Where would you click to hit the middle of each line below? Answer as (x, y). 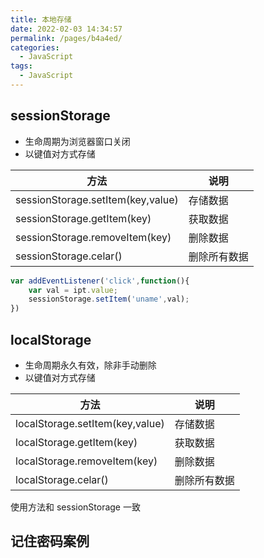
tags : (21, 66)
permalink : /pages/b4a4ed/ (66, 38)
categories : (35, 47)
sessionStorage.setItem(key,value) (97, 199)
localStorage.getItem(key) (76, 442)
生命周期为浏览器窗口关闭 (77, 141)
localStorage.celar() (62, 479)
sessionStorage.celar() (69, 256)
